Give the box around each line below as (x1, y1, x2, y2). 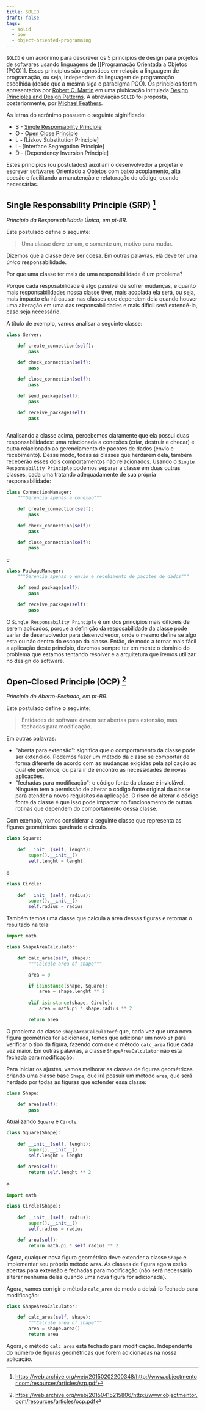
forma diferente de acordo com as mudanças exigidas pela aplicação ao (15, 760, 197, 767)
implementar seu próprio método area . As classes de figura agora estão (6, 1260, 187, 1267)
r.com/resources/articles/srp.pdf (15, 1379, 98, 1387)
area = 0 (28, 972, 51, 978)
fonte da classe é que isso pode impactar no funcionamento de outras (15, 799, 192, 806)
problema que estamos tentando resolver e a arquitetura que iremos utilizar (6, 650, 196, 658)
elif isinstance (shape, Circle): (28, 1000, 113, 1006)
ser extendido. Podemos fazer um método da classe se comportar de (15, 753, 190, 761)
